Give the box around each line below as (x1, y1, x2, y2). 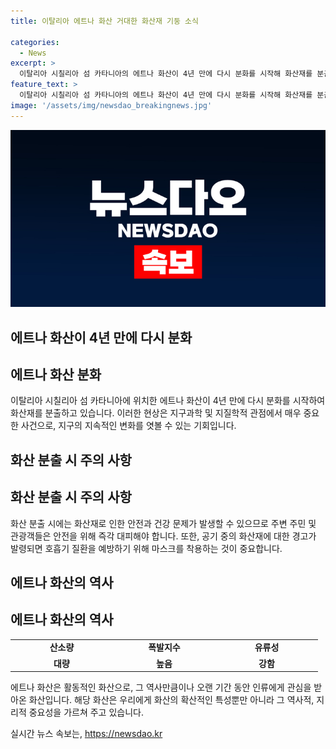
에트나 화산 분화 (10, 366, 102, 383)
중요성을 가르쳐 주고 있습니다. (28, 706, 144, 719)
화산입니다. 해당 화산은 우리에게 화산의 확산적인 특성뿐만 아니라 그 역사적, (28, 694, 315, 706)
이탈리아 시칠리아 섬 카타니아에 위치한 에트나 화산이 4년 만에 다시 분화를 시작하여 (10, 395, 326, 407)
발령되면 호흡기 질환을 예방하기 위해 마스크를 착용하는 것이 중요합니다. (10, 542, 283, 554)
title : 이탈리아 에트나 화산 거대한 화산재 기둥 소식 (10, 16, 199, 26)
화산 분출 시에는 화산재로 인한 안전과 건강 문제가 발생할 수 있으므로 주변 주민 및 (10, 517, 317, 529)
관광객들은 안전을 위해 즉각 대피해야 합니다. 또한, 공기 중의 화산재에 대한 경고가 (10, 530, 317, 542)
